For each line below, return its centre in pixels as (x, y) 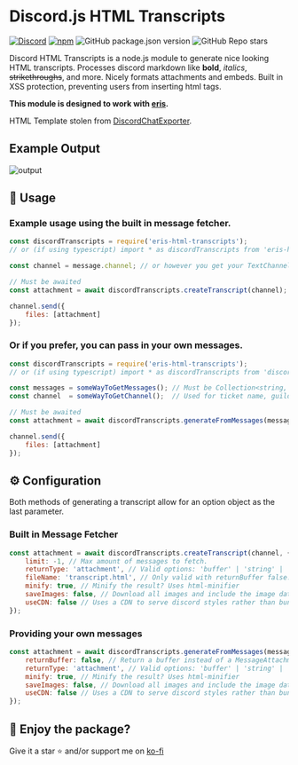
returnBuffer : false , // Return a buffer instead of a (129, 660)
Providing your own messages (76, 634)
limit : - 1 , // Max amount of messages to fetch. (117, 561)
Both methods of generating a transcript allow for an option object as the (142, 502)
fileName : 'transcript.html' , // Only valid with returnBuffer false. (158, 578)
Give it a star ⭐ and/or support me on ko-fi (86, 751)
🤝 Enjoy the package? (70, 729)
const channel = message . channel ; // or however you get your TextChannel (150, 266)
